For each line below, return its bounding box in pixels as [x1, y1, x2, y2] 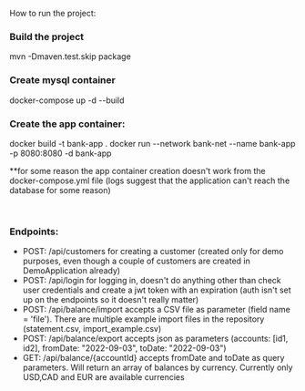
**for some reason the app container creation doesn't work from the [9, 165, 266, 176]
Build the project [9, 30, 85, 43]
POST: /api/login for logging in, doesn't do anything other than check [22, 275, 281, 286]
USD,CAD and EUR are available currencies [22, 372, 185, 383]
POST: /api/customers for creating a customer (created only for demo [22, 246, 284, 257]
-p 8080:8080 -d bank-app [9, 148, 112, 159]
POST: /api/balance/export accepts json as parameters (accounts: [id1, [22, 333, 289, 345]
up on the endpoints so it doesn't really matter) [22, 294, 199, 305]
